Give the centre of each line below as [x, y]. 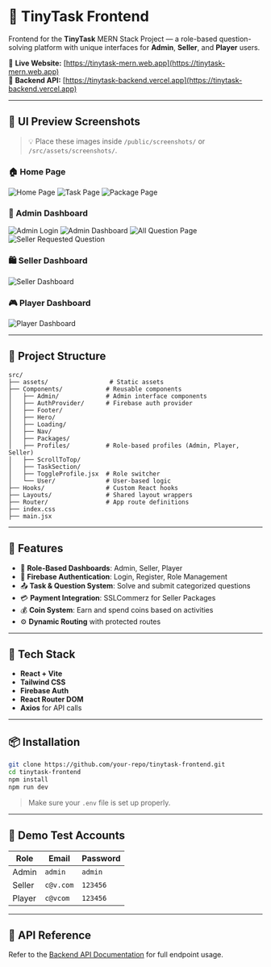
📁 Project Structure [57, 356]
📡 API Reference [50, 935]
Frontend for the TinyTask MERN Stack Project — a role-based [113, 39]
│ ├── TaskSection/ [45, 467]
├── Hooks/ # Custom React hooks [94, 488]
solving [21, 47]
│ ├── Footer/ [35, 410]
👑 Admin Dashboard [48, 213]
